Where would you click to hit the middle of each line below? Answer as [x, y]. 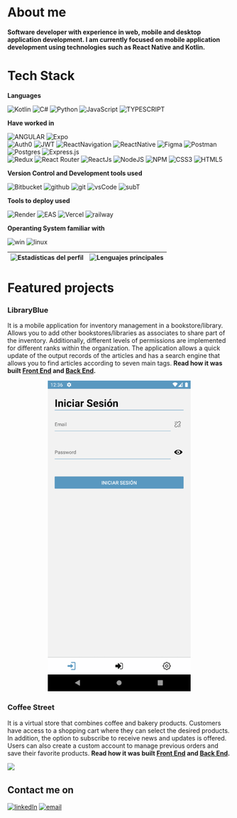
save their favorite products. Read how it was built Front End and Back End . [119, 753]
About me [37, 12]
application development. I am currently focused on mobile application [114, 39]
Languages [24, 95]
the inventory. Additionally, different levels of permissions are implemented [117, 341]
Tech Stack [41, 76]
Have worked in [31, 123]
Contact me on [41, 790]
